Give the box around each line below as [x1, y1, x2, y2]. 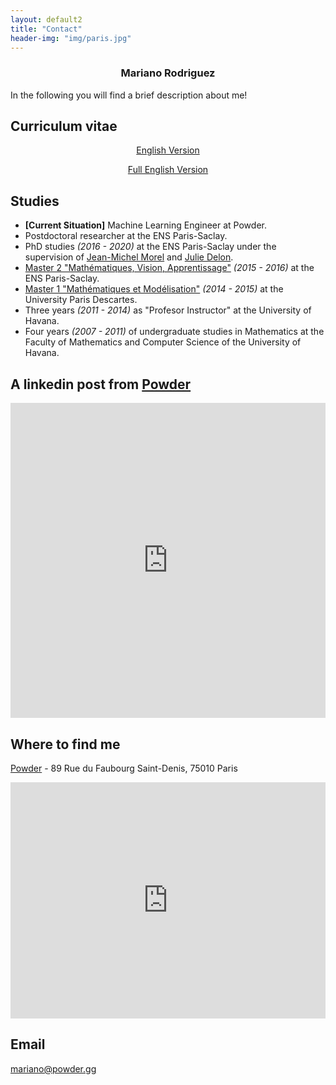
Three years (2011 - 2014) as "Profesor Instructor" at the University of [24, 304, 312, 316]
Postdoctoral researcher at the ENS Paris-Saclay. [24, 230, 228, 242]
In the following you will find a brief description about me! [10, 89, 248, 101]
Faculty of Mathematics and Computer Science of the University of [24, 336, 302, 348]
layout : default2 [10, 14, 83, 25]
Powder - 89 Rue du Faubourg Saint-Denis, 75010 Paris [10, 762, 238, 774]
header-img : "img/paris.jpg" [10, 33, 132, 43]
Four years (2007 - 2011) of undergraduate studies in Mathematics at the [24, 326, 325, 338]
